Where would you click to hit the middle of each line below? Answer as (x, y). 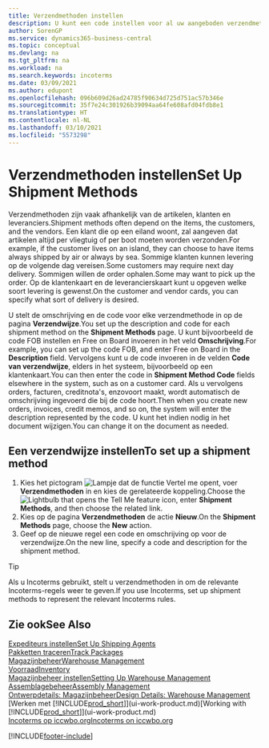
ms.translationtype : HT (48, 113)
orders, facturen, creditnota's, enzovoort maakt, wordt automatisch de (124, 392)
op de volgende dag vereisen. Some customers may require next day (121, 265)
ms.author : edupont (41, 90)
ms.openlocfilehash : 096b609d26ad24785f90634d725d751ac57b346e (116, 98)
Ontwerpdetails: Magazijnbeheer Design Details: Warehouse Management (129, 695)
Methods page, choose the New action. (86, 526)
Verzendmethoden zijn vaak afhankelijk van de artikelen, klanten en (119, 214)
